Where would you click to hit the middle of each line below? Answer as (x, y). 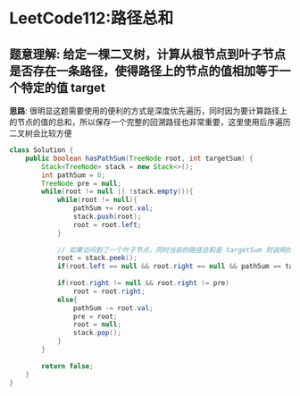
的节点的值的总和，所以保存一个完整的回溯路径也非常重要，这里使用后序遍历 (150, 122)
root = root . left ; (107, 224)
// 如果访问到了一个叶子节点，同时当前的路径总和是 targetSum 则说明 (171, 250)
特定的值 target (63, 87)
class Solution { (42, 150)
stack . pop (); (97, 333)
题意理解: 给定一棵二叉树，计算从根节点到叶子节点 (147, 54)
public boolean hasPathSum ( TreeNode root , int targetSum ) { (139, 158)
